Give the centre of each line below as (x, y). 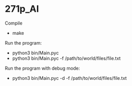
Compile (14, 23)
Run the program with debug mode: (42, 68)
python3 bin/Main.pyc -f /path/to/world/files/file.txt (67, 58)
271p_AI (22, 9)
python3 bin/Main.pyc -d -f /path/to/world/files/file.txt (69, 78)
